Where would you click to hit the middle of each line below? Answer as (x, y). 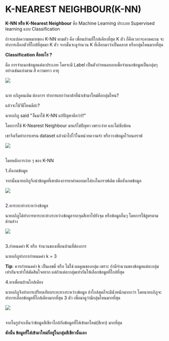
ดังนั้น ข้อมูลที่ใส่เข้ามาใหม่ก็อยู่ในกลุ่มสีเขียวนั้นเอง (46, 332)
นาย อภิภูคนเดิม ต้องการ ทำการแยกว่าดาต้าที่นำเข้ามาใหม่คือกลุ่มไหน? (62, 95)
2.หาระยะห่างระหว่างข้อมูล (27, 206)
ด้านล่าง (12, 221)
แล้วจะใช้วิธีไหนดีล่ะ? (23, 105)
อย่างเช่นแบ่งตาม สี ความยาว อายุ (32, 70)
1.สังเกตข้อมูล (16, 170)
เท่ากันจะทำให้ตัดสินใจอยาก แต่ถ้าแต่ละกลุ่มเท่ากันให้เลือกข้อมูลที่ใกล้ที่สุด (65, 272)
